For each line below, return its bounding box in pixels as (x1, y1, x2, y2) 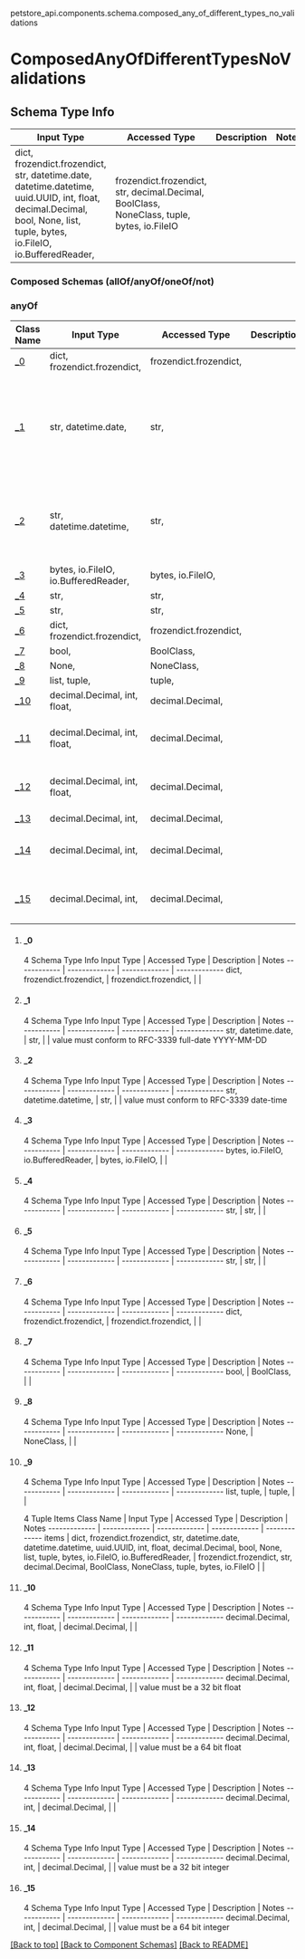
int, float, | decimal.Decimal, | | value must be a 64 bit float (23, 1742, 243, 1753)
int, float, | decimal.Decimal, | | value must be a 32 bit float (23, 1681, 242, 1692)
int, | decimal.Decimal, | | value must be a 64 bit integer (23, 1922, 230, 1933)
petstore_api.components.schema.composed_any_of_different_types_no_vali (10, 8, 295, 18)
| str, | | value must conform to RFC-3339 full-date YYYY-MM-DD (23, 1034, 268, 1045)
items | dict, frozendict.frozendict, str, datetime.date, (43, 1533, 241, 1543)
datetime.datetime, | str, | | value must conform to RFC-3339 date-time (23, 1094, 288, 1105)
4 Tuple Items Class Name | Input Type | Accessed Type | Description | (23, 1514, 289, 1524)
